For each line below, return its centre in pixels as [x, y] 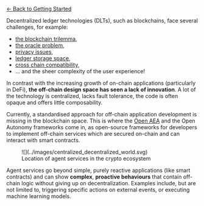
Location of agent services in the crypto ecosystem [86, 158]
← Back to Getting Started [39, 9]
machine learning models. [39, 196]
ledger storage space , [43, 58]
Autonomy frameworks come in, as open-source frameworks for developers [102, 127]
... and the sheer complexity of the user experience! [80, 71]
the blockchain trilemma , [46, 39]
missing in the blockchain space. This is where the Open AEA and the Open [101, 121]
